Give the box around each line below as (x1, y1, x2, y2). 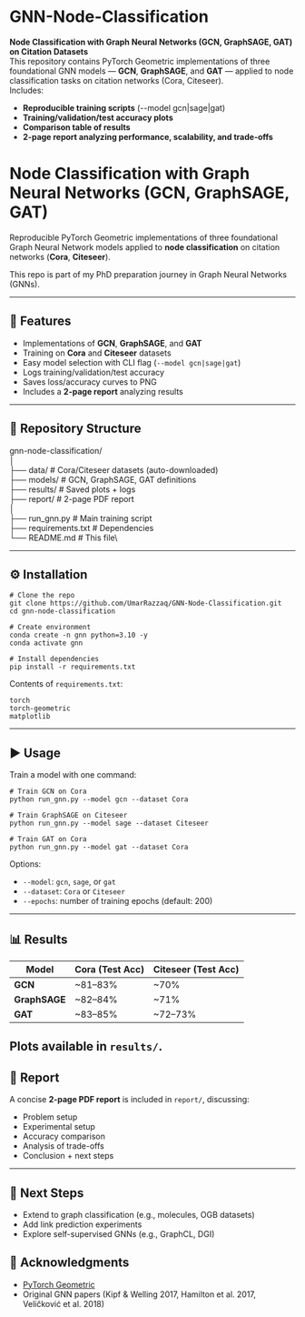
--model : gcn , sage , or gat (22, 876, 116, 888)
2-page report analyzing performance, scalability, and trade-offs (22, 131, 274, 142)
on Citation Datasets (9, 45, 89, 56)
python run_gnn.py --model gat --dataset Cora (9, 843, 189, 852)
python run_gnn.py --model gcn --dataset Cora (9, 795, 189, 804)
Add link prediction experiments (22, 1219, 143, 1230)
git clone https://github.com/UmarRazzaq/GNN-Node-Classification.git (9, 598, 282, 608)
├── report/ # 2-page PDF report (9, 493, 134, 504)
